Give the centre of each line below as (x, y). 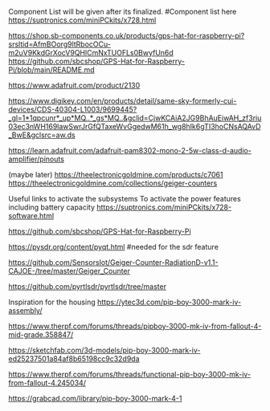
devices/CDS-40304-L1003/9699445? (73, 109)
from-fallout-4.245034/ (47, 383)
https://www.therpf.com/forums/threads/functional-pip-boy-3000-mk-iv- (130, 374)
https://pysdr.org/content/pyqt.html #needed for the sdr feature (114, 247)
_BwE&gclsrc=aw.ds (42, 135)
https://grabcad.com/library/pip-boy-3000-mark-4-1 (95, 398)
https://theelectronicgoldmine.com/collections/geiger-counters (113, 183)
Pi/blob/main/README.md (51, 70)
